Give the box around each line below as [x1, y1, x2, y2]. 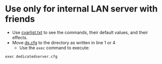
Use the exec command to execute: [19, 45, 90, 51]
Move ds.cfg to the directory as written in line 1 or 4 [12, 39, 116, 45]
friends [5, 13, 35, 25]
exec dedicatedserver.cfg [5, 54, 57, 59]
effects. [12, 35, 28, 40]
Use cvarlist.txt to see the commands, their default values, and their [12, 29, 148, 35]
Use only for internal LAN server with [5, 3, 158, 14]
